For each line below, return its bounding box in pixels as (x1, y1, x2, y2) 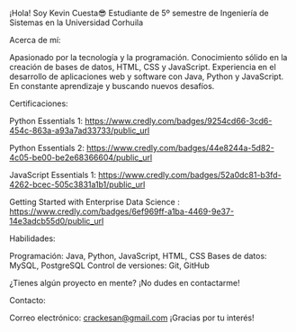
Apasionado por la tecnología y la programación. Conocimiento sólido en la (9, 52, 288, 62)
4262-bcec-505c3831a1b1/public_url (9, 179, 146, 190)
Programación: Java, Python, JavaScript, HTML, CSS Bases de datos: (9, 251, 267, 261)
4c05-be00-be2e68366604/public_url (9, 152, 153, 163)
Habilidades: (9, 233, 56, 244)
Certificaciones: (9, 98, 69, 109)
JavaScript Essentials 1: (9, 170, 97, 180)
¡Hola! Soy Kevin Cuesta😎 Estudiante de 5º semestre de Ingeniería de (9, 8, 269, 18)
